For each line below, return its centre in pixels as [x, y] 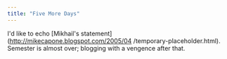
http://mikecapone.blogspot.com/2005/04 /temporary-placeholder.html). [115, 41]
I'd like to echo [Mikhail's [43, 33]
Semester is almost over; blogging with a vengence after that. [96, 48]
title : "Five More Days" [44, 14]
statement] [96, 33]
